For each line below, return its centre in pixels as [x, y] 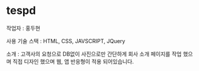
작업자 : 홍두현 [23, 28]
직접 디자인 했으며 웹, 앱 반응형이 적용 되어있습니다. [73, 61]
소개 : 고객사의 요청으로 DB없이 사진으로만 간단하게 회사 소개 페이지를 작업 [94, 54]
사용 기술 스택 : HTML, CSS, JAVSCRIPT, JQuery [66, 41]
